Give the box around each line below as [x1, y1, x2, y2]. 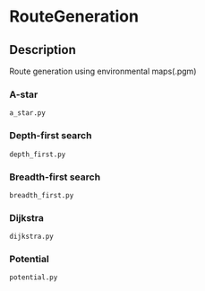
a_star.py [9, 109, 47, 118]
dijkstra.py [9, 232, 54, 242]
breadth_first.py [9, 190, 74, 199]
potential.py [9, 273, 58, 282]
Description [9, 42, 76, 57]
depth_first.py [9, 150, 66, 159]
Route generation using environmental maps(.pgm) [9, 66, 197, 76]
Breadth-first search [9, 171, 101, 183]
